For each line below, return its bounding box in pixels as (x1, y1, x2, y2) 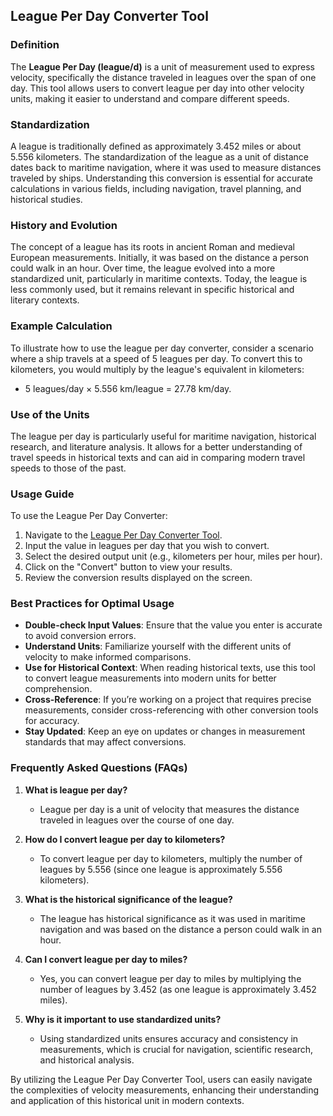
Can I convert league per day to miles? (24, 953, 188, 965)
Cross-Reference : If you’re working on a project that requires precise (24, 694, 312, 706)
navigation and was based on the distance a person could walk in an (39, 923, 322, 935)
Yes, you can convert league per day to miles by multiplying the (39, 972, 302, 984)
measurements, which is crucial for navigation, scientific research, (39, 1043, 313, 1055)
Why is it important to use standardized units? (24, 1013, 222, 1025)
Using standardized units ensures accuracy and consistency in (39, 1032, 299, 1044)
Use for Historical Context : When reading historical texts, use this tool (24, 662, 316, 674)
